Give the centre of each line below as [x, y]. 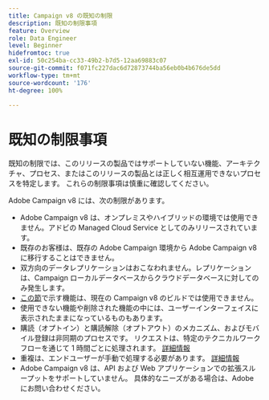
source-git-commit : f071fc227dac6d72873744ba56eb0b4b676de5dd [114, 68]
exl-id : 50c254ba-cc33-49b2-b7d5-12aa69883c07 [88, 61]
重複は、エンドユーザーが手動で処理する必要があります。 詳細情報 [130, 358]
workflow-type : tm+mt [45, 76]
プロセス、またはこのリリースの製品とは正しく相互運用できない [134, 173]
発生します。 [48, 288]
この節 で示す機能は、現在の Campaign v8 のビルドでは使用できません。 [139, 298]
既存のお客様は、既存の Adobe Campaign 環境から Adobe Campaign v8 [139, 248]
